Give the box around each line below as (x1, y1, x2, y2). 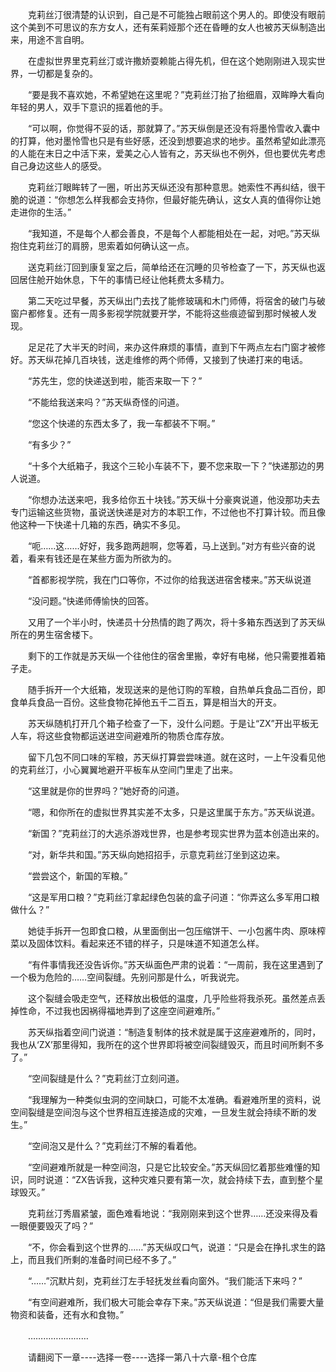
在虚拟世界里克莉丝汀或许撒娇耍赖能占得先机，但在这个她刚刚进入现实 (27, 55, 317, 67)
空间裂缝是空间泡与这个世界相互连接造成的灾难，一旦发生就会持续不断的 (10, 1106, 308, 1118)
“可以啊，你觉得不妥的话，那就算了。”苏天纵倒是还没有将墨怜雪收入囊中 (27, 123, 321, 134)
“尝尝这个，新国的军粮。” (27, 870, 128, 882)
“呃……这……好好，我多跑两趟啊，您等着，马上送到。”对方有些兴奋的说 (27, 540, 316, 552)
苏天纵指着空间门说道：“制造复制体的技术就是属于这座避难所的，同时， (27, 1026, 322, 1038)
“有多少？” (27, 439, 72, 450)
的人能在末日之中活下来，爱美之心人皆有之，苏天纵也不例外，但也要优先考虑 (10, 148, 326, 159)
